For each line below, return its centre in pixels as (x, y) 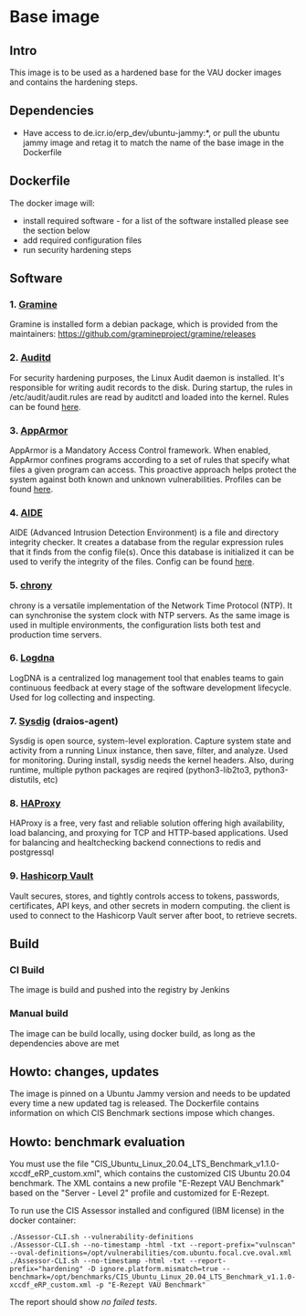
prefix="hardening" (47, 1269)
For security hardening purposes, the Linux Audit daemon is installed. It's (147, 377)
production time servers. (56, 634)
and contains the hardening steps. (74, 82)
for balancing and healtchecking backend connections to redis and (135, 843)
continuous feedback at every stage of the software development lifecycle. (151, 688)
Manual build (39, 1014)
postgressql (32, 852)
